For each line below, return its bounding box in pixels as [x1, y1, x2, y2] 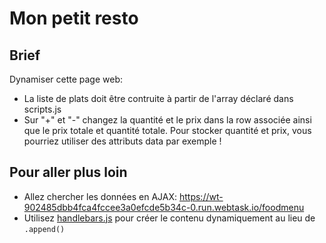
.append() [23, 224, 66, 234]
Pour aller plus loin [9, 164, 128, 181]
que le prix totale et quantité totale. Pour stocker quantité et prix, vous [23, 125, 312, 136]
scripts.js [23, 103, 62, 115]
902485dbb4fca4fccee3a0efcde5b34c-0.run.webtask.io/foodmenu [23, 201, 305, 213]
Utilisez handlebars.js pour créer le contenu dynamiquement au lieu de [23, 212, 316, 224]
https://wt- [178, 190, 224, 202]
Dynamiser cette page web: [9, 73, 124, 85]
